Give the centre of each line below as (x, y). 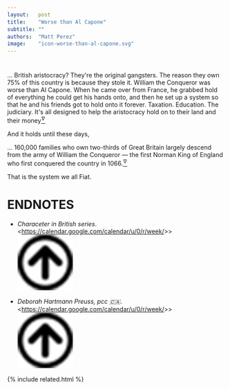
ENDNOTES (41, 205)
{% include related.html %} (46, 379)
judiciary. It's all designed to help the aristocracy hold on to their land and (112, 112)
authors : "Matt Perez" (41, 37)
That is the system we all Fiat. (49, 177)
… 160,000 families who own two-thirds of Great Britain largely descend (109, 147)
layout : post (29, 15)
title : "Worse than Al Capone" (57, 22)
